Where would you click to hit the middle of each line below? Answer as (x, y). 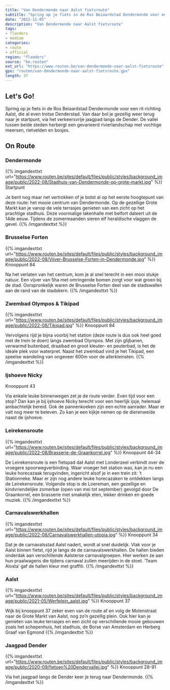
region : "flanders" (26, 57)
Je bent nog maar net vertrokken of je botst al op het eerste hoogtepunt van (84, 197)
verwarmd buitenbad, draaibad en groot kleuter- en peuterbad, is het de (80, 346)
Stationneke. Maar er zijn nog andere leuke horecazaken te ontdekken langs (84, 478)
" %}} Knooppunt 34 (137, 535)
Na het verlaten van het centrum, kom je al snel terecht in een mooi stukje (82, 274)
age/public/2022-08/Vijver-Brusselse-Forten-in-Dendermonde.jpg (75, 259)
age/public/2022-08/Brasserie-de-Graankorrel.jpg (58, 452)
